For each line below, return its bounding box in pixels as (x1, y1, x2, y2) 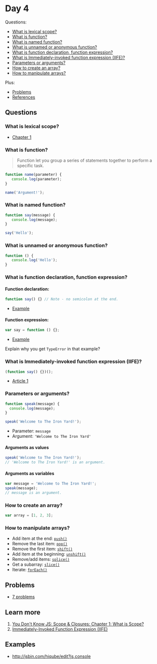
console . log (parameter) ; (11, 176, 62, 181)
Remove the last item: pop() (12, 541, 68, 547)
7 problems (12, 594, 35, 600)
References (12, 94, 35, 100)
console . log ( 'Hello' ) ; (11, 257, 57, 263)
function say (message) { (5, 213, 55, 217)
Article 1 (12, 378, 29, 384)
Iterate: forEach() (12, 567, 48, 573)
